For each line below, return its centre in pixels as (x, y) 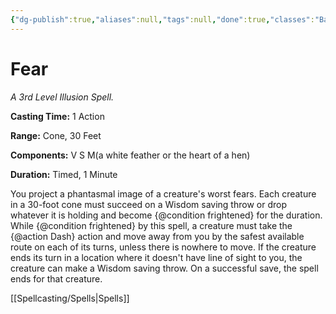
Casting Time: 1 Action (57, 116)
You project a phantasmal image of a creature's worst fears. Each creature (163, 193)
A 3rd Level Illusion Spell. (62, 97)
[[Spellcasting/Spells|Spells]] (70, 298)
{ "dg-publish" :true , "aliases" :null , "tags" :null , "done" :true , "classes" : (162, 19)
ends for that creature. (56, 278)
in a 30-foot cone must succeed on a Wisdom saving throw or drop (148, 204)
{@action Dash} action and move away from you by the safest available (157, 236)
